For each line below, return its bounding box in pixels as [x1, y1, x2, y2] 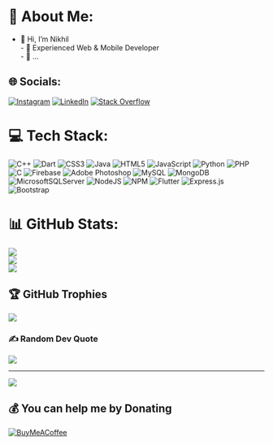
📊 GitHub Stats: [8, 214, 119, 233]
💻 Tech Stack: [8, 126, 109, 145]
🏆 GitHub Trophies [8, 287, 108, 301]
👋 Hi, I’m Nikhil [19, 34, 69, 44]
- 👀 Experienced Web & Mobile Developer [19, 42, 160, 52]
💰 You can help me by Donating [8, 402, 172, 416]
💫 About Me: [8, 7, 94, 26]
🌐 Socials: [8, 75, 62, 89]
